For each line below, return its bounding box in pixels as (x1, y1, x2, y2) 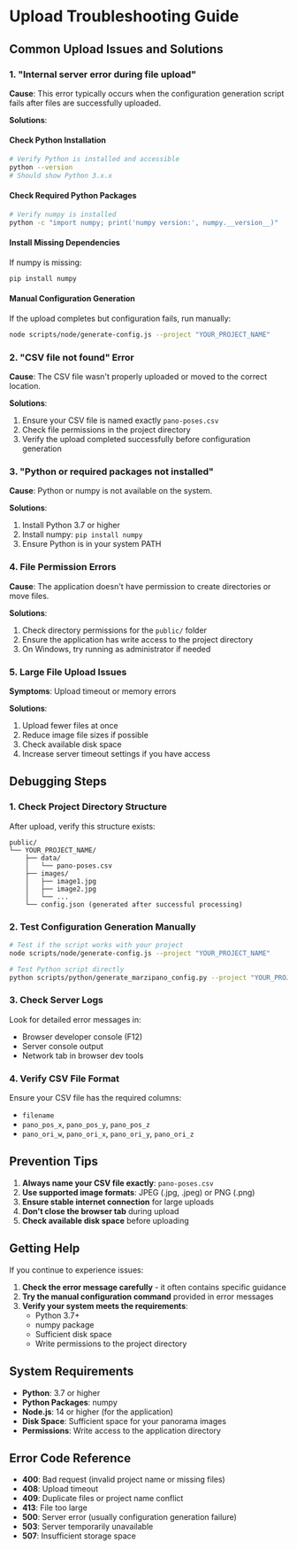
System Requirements (9, 1364, 134, 1379)
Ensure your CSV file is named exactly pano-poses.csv (21, 415, 219, 426)
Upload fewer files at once (21, 720, 118, 730)
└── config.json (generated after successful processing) (25, 900, 243, 909)
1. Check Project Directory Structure (9, 800, 168, 813)
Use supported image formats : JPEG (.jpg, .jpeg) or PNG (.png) (21, 1187, 255, 1197)
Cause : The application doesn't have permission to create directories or (9, 580, 271, 591)
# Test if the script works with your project (9, 940, 184, 949)
